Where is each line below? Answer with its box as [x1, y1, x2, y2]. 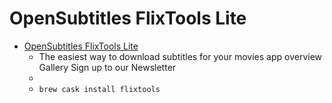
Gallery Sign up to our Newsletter [38, 61, 177, 73]
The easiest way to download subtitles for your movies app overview [38, 50, 323, 62]
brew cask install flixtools [38, 84, 161, 94]
